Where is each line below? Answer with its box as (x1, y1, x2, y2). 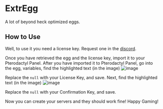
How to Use (5, 33, 41, 41)
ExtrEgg (5, 3, 38, 14)
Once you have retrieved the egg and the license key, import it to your (5, 55, 145, 61)
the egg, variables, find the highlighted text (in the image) (5, 65, 120, 71)
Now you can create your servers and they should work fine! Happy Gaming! (5, 98, 159, 104)
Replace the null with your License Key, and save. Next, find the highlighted (5, 74, 158, 80)
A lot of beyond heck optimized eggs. (5, 19, 80, 25)
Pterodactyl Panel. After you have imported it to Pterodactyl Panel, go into (5, 60, 153, 66)
